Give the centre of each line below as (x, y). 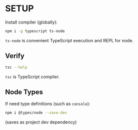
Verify (15, 56)
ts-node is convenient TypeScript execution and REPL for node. (69, 40)
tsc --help (16, 67)
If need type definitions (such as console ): (48, 104)
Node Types (24, 92)
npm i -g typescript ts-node (35, 31)
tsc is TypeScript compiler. (33, 77)
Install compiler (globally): (31, 22)
